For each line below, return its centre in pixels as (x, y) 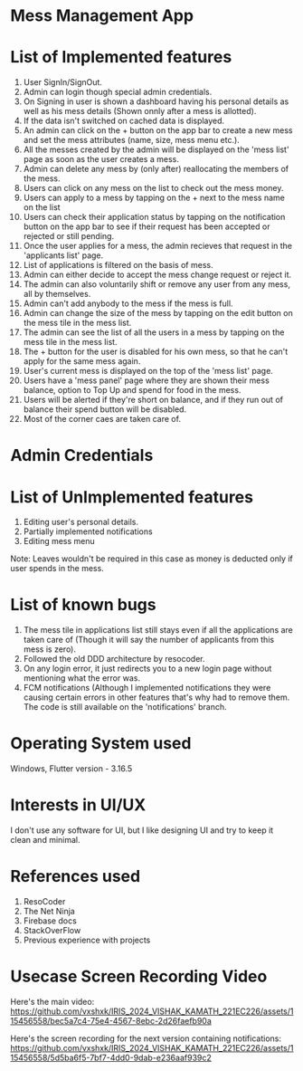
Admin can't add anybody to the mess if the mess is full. (128, 303)
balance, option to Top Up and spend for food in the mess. (132, 390)
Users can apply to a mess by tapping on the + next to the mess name (154, 198)
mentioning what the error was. (82, 678)
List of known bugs (83, 605)
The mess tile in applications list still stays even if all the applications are (158, 630)
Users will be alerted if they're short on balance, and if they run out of (153, 400)
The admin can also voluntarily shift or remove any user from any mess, (156, 284)
